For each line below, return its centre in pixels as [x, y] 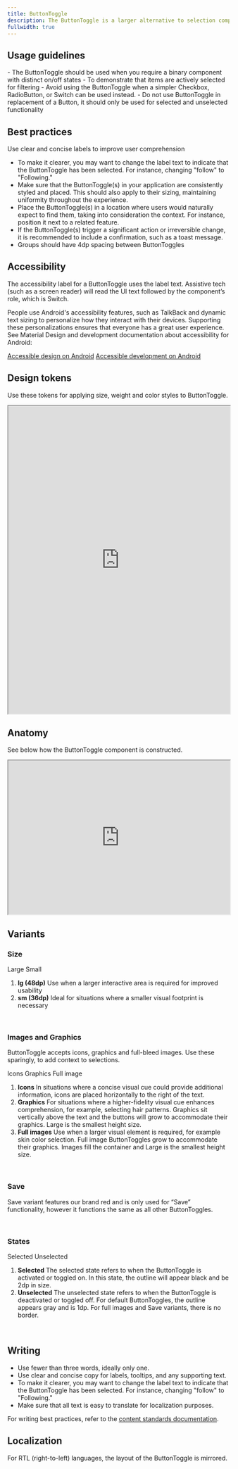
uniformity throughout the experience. [73, 200]
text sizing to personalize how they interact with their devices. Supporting [114, 320]
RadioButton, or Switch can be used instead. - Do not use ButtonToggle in [114, 95]
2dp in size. [34, 1285]
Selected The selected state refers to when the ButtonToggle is [109, 1271]
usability [30, 990]
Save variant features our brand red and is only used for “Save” [99, 1202]
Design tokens [39, 378]
